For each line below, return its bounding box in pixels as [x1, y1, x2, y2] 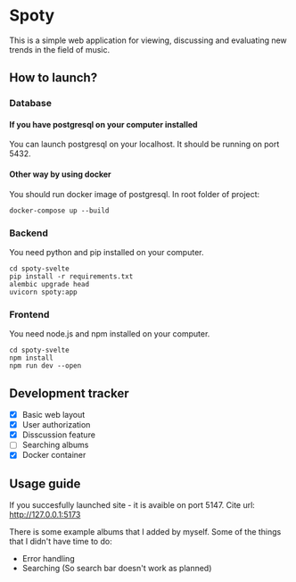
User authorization [21, 420, 91, 430]
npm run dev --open [9, 362, 82, 370]
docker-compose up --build [9, 206, 110, 215]
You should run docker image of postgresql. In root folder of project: [9, 188, 260, 199]
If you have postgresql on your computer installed [9, 119, 198, 129]
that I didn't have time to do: [9, 536, 113, 547]
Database [9, 97, 52, 110]
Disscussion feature [21, 429, 96, 440]
